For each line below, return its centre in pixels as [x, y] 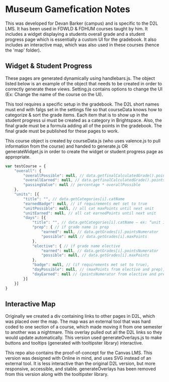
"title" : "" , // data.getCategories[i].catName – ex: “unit [96, 223]
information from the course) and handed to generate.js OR [67, 146]
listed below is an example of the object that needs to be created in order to [84, 83]
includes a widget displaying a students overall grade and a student [75, 34]
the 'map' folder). [23, 50]
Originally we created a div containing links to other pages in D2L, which [80, 316]
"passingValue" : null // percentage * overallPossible [82, 185]
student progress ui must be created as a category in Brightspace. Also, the [83, 120]
